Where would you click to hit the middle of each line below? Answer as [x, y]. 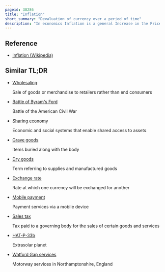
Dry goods [23, 159]
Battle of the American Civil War [44, 111]
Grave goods [25, 140]
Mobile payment [28, 197]
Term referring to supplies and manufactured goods [65, 169]
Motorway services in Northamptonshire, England [62, 264]
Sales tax [21, 216]
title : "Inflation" [25, 14]
